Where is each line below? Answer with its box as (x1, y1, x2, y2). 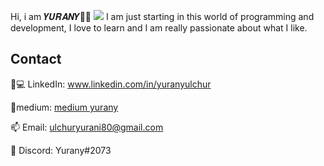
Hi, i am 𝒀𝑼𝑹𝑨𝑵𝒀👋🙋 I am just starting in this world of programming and (10, 11, 315, 22)
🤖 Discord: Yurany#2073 (10, 144, 112, 156)
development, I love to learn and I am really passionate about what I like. (10, 22, 308, 34)
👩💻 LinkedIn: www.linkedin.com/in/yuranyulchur (10, 78, 212, 90)
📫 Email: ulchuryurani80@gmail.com (10, 121, 164, 133)
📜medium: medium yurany (10, 101, 119, 113)
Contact (10, 51, 62, 68)
